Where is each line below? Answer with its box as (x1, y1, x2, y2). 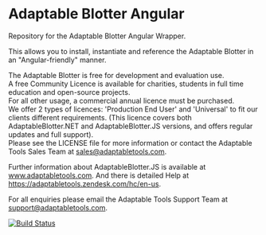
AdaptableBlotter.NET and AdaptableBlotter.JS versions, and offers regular (8, 121, 253, 131)
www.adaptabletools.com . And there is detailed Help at (8, 170, 190, 180)
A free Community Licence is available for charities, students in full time (8, 79, 244, 88)
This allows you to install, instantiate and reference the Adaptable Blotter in (8, 46, 254, 56)
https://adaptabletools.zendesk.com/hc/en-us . (8, 178, 162, 188)
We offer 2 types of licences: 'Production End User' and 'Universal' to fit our (8, 104, 258, 114)
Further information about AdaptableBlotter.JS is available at (8, 162, 206, 171)
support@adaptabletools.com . (8, 202, 108, 212)
